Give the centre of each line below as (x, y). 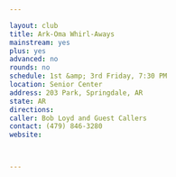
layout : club (34, 25)
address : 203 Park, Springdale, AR (76, 93)
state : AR (28, 101)
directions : (32, 109)
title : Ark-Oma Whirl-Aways (62, 34)
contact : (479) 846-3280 (56, 126)
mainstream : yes (40, 42)
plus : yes (28, 51)
